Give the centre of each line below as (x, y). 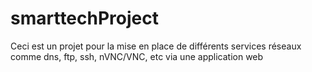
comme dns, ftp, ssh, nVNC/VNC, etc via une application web (137, 56)
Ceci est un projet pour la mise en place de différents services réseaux (156, 46)
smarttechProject (84, 18)
